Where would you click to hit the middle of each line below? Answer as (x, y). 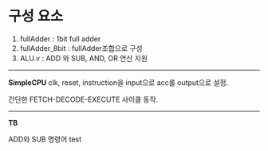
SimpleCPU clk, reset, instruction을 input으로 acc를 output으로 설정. (118, 82)
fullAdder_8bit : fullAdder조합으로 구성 (81, 48)
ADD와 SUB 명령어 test (45, 139)
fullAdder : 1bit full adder (60, 39)
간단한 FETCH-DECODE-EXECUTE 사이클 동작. (83, 99)
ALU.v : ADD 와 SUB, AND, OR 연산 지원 (84, 58)
